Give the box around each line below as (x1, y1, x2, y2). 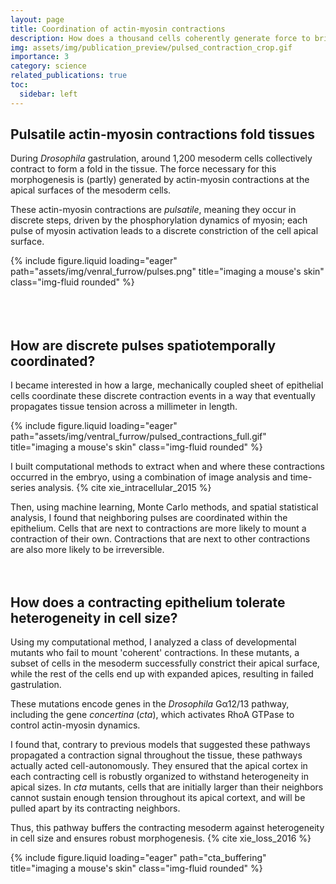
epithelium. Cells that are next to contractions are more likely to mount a (10, 522, 307, 535)
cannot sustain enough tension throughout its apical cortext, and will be (10, 792, 306, 804)
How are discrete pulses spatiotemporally (10, 337, 277, 354)
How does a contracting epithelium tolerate (10, 594, 286, 611)
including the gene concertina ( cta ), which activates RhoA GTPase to (10, 709, 295, 721)
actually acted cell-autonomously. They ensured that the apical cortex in (10, 760, 308, 772)
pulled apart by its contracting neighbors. (10, 802, 181, 815)
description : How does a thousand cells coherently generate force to (10, 33, 311, 43)
